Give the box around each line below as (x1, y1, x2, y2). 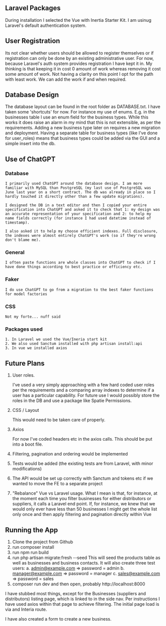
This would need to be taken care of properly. (12, 417, 106, 423)
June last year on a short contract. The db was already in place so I (5, 190, 156, 195)
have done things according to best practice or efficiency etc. (5, 265, 142, 270)
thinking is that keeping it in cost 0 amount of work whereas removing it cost (5, 65, 161, 71)
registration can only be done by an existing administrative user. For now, (5, 55, 154, 61)
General (5, 249, 25, 256)
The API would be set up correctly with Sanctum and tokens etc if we (12, 475, 153, 481)
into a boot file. (12, 441, 43, 448)
